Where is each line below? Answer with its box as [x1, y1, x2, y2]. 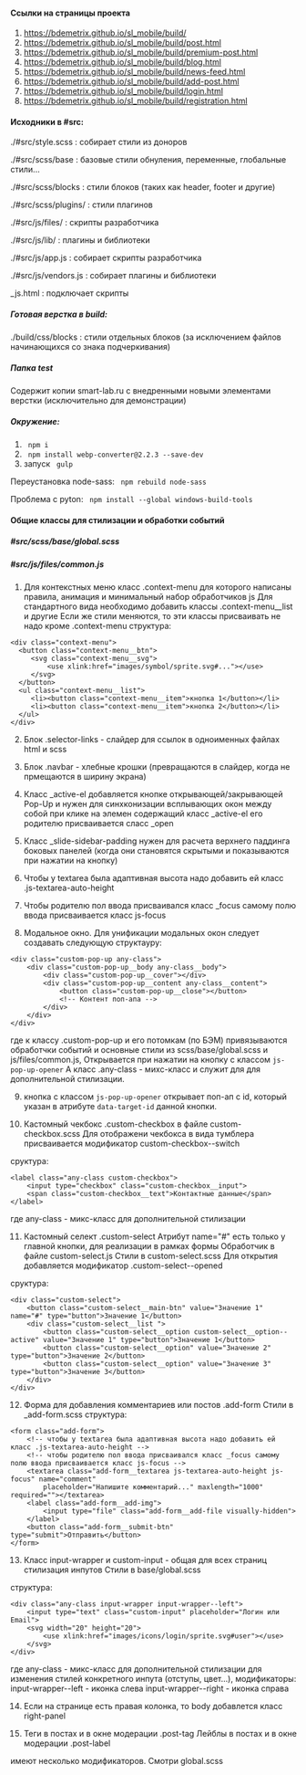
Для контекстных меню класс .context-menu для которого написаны [23, 582, 292, 593]
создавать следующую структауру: [23, 937, 162, 949]
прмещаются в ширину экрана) [23, 772, 147, 782]
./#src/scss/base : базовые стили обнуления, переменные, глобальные [10, 154, 287, 165]
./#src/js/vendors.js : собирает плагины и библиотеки [10, 270, 217, 281]
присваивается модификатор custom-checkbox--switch [23, 1138, 240, 1150]
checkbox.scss [23, 1129, 81, 1140]
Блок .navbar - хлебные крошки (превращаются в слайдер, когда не [23, 761, 291, 772]
